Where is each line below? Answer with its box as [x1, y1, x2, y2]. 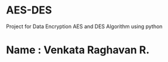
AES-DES [6, 4, 52, 17]
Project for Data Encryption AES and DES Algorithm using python [6, 23, 163, 30]
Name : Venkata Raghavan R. [6, 43, 150, 57]
